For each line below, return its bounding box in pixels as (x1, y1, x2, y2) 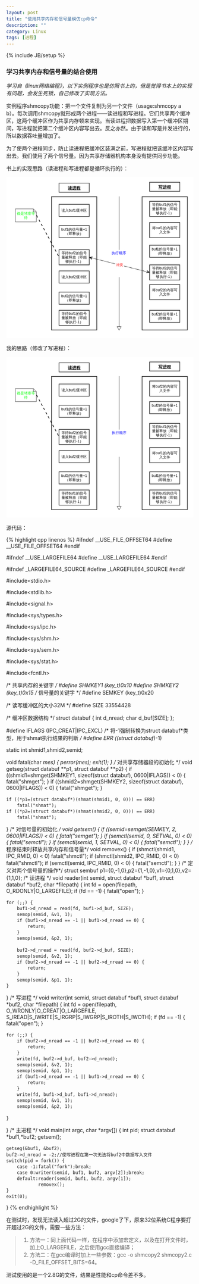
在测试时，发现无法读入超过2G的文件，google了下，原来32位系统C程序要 (6, 1216, 186, 1223)
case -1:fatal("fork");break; (17, 1164, 92, 1170)
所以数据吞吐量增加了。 (6, 132, 64, 139)
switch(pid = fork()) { (6, 1158, 65, 1164)
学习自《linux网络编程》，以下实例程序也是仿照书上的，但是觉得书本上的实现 (6, 82, 192, 89)
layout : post (6, 10, 39, 15)
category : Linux (6, 29, 46, 35)
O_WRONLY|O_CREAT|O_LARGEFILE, (6, 1007, 97, 1014)
